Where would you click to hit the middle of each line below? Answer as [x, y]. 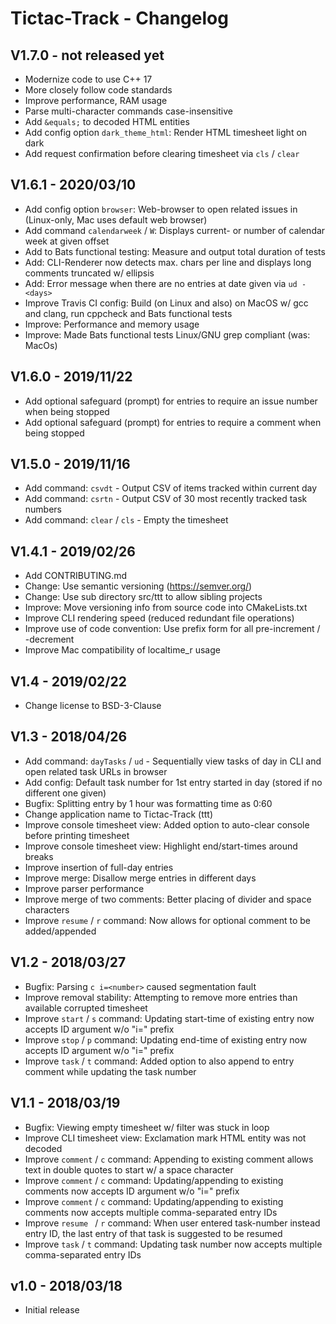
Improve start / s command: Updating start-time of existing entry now [169, 1018]
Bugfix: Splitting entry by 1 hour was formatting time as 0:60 [148, 803]
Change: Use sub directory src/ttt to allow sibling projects [143, 597]
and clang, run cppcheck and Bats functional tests [128, 313]
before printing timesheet [77, 835]
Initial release [52, 1310]
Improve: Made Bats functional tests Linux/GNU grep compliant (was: [167, 334]
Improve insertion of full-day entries [99, 867]
